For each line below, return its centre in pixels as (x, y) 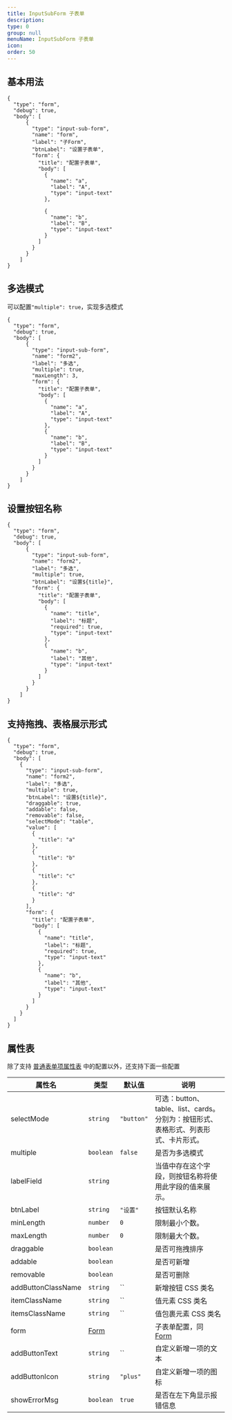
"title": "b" (57, 858)
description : (26, 20)
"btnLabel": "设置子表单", (68, 149)
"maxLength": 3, (55, 375)
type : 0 (18, 26)
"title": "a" (57, 840)
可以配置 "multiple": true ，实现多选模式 (65, 307)
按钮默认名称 (176, 1210)
